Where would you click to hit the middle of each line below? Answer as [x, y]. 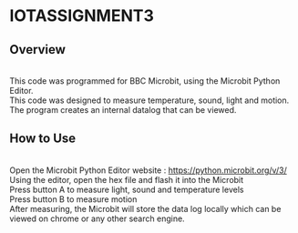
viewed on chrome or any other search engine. [97, 218]
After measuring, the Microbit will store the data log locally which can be [145, 208]
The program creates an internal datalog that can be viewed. [123, 110]
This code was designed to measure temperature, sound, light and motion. [149, 100]
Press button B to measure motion [73, 199]
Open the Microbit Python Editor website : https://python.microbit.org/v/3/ [148, 170]
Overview [38, 50]
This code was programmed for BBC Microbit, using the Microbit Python [145, 81]
